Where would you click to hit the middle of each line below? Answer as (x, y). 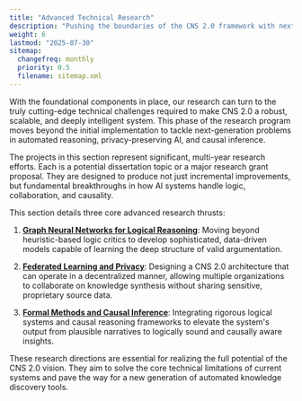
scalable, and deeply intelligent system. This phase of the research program (150, 120)
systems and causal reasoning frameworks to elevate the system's (146, 322)
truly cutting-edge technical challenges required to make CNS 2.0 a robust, (148, 111)
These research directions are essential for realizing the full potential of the (148, 358)
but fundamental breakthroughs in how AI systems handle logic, (128, 186)
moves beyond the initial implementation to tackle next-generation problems (151, 130)
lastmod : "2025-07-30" (52, 43)
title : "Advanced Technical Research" (82, 17)
